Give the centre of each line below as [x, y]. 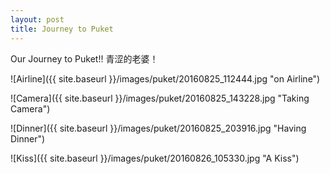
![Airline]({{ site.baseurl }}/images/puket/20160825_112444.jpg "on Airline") [165, 78]
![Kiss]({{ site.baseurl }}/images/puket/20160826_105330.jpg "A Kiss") [155, 158]
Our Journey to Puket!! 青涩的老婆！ [84, 58]
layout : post [37, 19]
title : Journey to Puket [62, 29]
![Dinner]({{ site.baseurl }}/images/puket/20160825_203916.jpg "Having [158, 128]
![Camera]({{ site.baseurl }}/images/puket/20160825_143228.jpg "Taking [160, 98]
